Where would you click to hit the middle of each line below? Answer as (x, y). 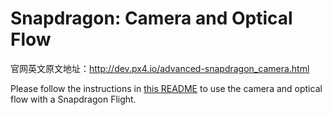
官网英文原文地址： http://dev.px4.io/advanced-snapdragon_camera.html (160, 68)
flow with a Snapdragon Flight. (73, 99)
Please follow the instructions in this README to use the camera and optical (166, 88)
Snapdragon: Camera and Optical (151, 18)
